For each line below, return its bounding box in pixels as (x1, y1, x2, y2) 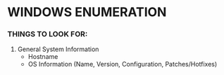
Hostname (27, 53, 58, 61)
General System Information (17, 45, 99, 53)
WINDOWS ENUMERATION (7, 4, 167, 20)
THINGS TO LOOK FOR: (7, 29, 88, 39)
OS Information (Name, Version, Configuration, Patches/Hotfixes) (27, 60, 218, 69)
